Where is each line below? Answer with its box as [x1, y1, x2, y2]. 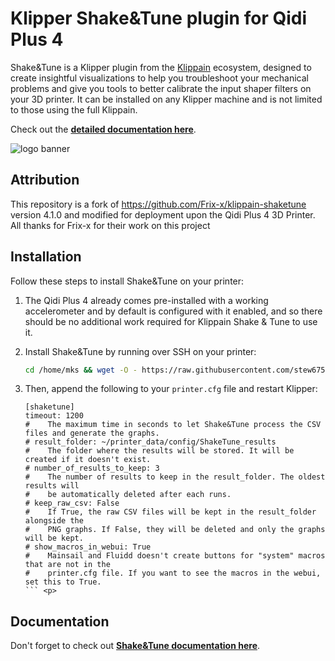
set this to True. [24, 577, 102, 587]
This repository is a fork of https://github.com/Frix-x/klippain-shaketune [10, 198, 307, 210]
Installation [10, 248, 82, 266]
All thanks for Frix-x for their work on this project [10, 219, 211, 231]
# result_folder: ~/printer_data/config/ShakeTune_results [24, 437, 277, 447]
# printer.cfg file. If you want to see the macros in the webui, [24, 568, 322, 579]
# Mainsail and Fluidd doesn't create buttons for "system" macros [24, 551, 326, 561]
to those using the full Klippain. [10, 103, 138, 116]
